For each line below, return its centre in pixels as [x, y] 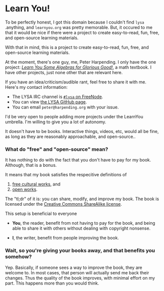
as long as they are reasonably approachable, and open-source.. [70, 136]
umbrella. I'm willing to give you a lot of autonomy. [56, 122]
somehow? [18, 257]
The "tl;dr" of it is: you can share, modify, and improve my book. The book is [82, 199]
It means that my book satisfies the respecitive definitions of [66, 175]
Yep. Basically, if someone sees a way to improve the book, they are [74, 267]
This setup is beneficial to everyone [41, 213]
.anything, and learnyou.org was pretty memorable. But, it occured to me [79, 27]
